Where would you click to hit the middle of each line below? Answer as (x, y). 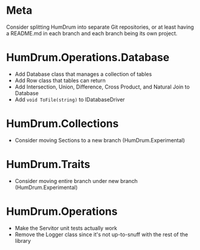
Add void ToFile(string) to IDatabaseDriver (70, 99)
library (23, 240)
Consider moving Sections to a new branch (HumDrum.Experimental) (100, 140)
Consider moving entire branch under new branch (76, 181)
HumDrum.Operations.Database (88, 58)
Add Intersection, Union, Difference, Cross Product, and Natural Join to (102, 87)
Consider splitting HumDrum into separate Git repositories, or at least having (100, 27)
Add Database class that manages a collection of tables (83, 74)
